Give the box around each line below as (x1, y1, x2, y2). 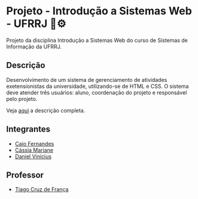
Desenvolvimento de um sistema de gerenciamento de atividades (6, 76, 167, 83)
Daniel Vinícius (14, 152, 52, 160)
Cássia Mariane (14, 146, 54, 154)
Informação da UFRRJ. (6, 43, 62, 50)
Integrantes (6, 124, 51, 134)
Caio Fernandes (14, 140, 54, 147)
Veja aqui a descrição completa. (6, 106, 86, 114)
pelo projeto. (6, 95, 38, 102)
